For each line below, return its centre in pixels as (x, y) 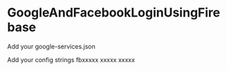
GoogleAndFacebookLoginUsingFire (113, 13)
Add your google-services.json (51, 46)
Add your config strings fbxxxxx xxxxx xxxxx (71, 59)
